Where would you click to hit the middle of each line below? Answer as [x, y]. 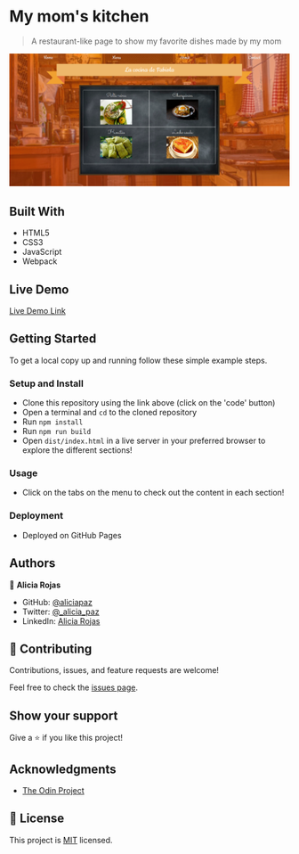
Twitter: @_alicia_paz [61, 612]
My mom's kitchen [79, 16]
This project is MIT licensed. [61, 840]
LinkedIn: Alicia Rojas [61, 620]
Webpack [40, 261]
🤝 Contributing [51, 649]
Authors [32, 563]
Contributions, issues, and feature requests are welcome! [114, 670]
